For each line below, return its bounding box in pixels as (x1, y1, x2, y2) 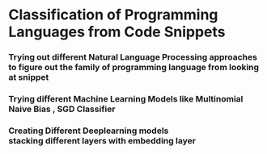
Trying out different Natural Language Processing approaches (8, 52, 257, 63)
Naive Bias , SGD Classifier (8, 103, 116, 114)
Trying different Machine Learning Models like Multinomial (8, 94, 244, 105)
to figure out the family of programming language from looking (8, 62, 260, 73)
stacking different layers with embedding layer (8, 135, 197, 146)
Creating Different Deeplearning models (8, 125, 169, 136)
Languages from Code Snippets (8, 23, 226, 41)
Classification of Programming (8, 6, 218, 24)
